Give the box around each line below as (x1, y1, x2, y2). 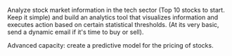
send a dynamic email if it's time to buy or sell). (7, 28, 144, 36)
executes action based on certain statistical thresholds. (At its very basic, (7, 21, 219, 28)
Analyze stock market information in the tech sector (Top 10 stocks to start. (7, 6, 225, 14)
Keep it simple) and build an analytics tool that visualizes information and (7, 13, 219, 21)
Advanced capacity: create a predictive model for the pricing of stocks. (7, 41, 214, 49)
